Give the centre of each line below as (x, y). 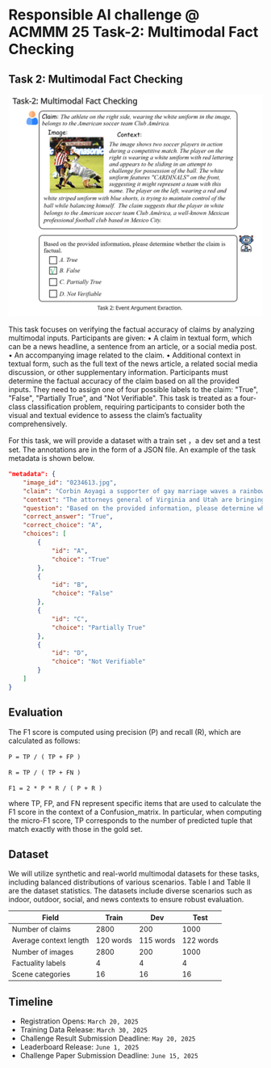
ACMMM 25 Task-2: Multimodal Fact (133, 32)
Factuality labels (39, 963)
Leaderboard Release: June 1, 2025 (79, 1047)
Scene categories (41, 974)
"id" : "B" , (70, 585)
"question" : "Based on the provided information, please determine (138, 508)
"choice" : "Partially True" (99, 627)
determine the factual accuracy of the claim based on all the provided (124, 381)
